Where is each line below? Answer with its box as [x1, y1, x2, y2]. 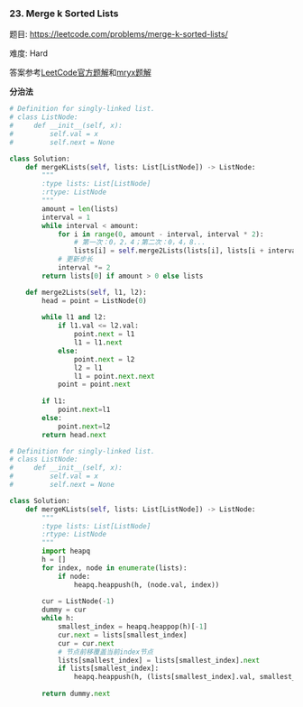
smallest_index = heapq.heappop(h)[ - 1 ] [57, 622, 207, 631]
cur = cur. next [57, 638, 115, 647]
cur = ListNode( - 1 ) [41, 597, 115, 606]
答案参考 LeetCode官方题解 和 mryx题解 [9, 67, 151, 78]
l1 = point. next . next [73, 372, 155, 381]
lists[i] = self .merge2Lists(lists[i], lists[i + [73, 246, 264, 255]
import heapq [41, 546, 91, 556]
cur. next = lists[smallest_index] [57, 630, 188, 639]
